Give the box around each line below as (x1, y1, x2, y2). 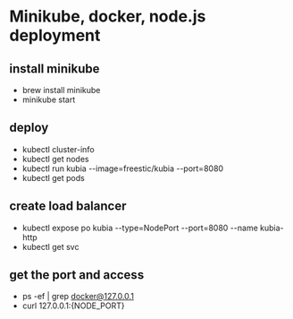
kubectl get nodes (21, 153, 89, 164)
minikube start (21, 94, 76, 105)
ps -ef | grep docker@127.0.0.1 (21, 291, 134, 302)
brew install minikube (21, 85, 101, 95)
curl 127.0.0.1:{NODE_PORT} (21, 300, 125, 311)
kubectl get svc (21, 241, 80, 252)
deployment (9, 25, 101, 46)
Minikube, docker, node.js (9, 6, 206, 27)
